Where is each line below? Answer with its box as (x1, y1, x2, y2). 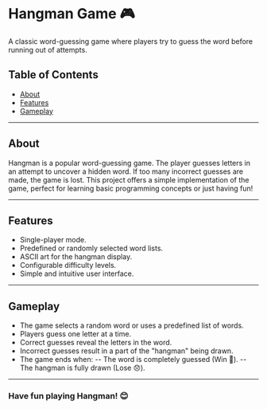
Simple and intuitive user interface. (19, 269, 134, 278)
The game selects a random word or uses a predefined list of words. (19, 321, 244, 330)
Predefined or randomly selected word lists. (19, 243, 164, 254)
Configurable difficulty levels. (19, 261, 117, 270)
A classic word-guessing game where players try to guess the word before (8, 36, 253, 46)
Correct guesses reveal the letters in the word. (19, 338, 172, 348)
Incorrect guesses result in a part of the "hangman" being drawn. (19, 346, 234, 356)
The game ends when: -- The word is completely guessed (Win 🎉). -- (19, 355, 247, 364)
